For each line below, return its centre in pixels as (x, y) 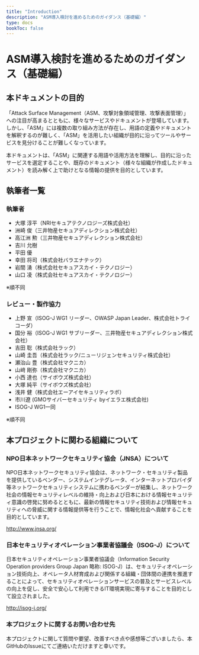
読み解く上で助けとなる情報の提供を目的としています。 (99, 170)
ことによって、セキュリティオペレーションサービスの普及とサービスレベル (102, 582)
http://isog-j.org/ (26, 608)
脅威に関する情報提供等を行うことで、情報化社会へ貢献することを (112, 509)
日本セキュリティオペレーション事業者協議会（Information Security (88, 559)
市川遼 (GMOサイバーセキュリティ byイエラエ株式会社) (82, 400)
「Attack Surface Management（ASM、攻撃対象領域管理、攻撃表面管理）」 (97, 113)
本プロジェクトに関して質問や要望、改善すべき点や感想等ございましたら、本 (99, 638)
